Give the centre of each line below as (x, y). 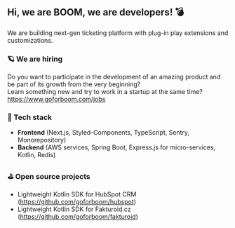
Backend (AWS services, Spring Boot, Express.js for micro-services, (116, 147)
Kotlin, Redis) (36, 155)
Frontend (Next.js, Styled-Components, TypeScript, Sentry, (103, 133)
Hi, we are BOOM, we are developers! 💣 (96, 12)
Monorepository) (42, 140)
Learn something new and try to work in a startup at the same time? (105, 92)
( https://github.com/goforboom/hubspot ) (77, 201)
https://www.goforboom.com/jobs (56, 99)
